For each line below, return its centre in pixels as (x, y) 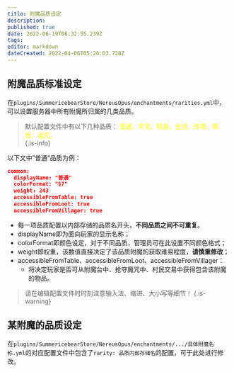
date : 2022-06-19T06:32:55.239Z (55, 34)
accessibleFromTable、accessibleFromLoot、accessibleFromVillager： (121, 260)
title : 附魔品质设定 (34, 14)
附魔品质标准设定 (45, 84)
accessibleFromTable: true (53, 198)
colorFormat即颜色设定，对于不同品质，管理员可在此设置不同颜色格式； (122, 242)
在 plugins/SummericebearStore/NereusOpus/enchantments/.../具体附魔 (108, 344)
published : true (31, 27)
